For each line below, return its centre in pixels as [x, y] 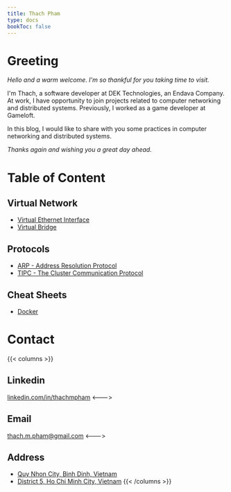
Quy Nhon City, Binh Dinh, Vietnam [67, 474]
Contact [31, 340]
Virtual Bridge [37, 227]
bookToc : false [29, 26]
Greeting [33, 61]
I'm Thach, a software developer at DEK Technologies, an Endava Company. [116, 94]
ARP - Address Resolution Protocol [67, 266]
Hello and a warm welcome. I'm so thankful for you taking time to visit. [108, 80]
